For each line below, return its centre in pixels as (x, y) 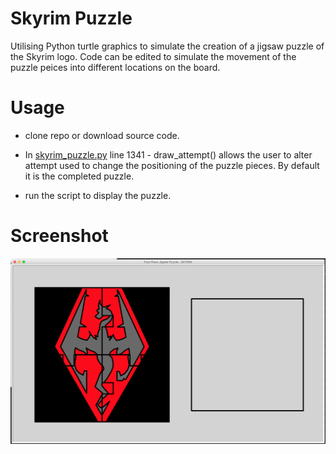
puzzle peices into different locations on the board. (115, 67)
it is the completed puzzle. (79, 176)
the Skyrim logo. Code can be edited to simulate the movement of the (153, 56)
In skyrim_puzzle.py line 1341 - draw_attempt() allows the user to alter (168, 154)
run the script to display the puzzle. (98, 195)
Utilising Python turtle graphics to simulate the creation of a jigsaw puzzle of (167, 46)
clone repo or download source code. (102, 135)
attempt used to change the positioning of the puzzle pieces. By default (172, 165)
